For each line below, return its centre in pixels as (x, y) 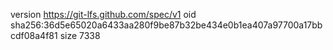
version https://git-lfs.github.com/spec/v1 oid (103, 14)
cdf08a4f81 (34, 35)
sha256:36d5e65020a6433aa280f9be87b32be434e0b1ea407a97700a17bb (166, 25)
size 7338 (80, 35)
